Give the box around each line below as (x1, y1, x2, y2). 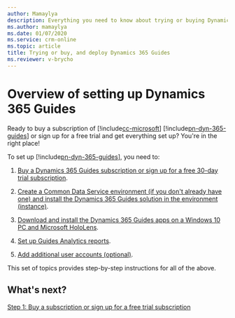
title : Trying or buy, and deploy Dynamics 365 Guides (7, 50, 171, 57)
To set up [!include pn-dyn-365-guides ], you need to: (7, 152, 160, 161)
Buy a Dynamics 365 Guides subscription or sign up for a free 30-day (17, 166, 218, 174)
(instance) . (17, 202, 49, 210)
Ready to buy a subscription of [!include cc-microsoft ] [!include (7, 124, 189, 132)
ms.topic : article (7, 43, 61, 50)
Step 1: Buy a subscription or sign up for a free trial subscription (7, 303, 191, 311)
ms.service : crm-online (7, 36, 77, 43)
